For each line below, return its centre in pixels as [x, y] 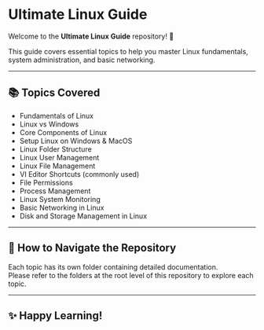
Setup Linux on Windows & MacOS [76, 141]
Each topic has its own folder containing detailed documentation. [113, 267]
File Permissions [46, 182]
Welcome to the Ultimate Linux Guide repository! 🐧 [91, 36]
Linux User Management [59, 157]
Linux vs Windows [49, 124]
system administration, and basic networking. [82, 60]
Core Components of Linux [63, 132]
